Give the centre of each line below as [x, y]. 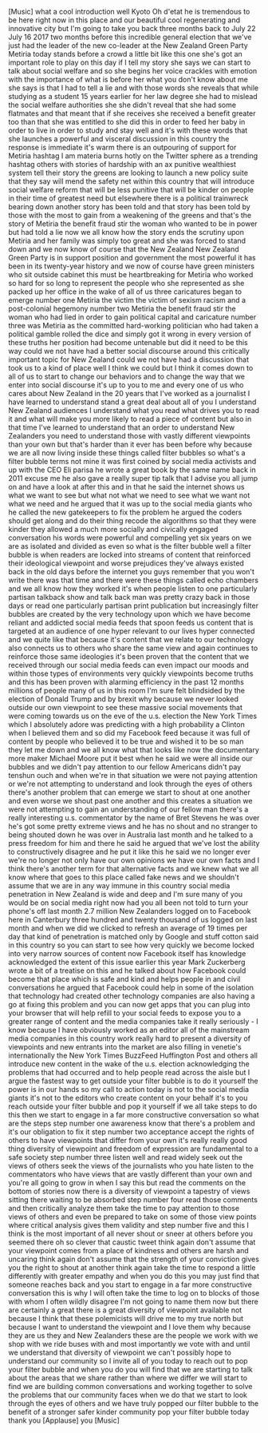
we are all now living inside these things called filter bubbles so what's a [127, 453]
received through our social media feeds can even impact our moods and [129, 665]
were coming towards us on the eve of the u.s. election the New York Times [133, 716]
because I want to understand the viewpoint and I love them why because [130, 1327]
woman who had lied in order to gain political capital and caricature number [132, 317]
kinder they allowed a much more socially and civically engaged [113, 529]
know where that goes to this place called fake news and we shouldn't [124, 877]
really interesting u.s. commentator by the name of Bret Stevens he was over [134, 818]
